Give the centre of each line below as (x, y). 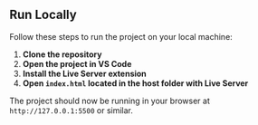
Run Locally (43, 15)
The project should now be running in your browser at (110, 101)
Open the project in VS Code (77, 63)
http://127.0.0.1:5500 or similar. (71, 110)
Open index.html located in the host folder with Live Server (135, 83)
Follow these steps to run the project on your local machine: (121, 36)
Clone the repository (62, 54)
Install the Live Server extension (84, 73)
